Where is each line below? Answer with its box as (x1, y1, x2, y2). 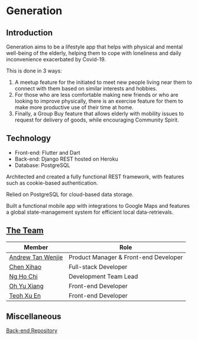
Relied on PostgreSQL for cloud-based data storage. (6, 191, 134, 198)
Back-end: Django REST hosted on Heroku (14, 155, 118, 162)
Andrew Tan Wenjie (9, 253, 63, 261)
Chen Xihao (9, 263, 42, 271)
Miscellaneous (6, 312, 61, 322)
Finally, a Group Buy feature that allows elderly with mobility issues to (14, 110, 184, 117)
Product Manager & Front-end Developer (69, 253, 183, 261)
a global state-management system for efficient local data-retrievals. (6, 208, 174, 215)
